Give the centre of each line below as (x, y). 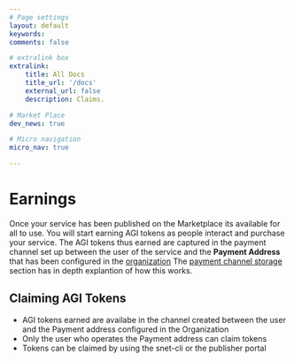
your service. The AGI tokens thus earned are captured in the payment (138, 242)
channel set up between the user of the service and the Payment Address (145, 251)
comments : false (39, 42)
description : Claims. (65, 99)
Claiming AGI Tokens (68, 299)
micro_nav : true (39, 148)
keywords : (27, 34)
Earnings (43, 199)
